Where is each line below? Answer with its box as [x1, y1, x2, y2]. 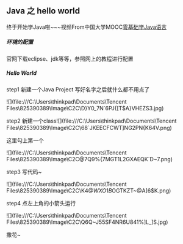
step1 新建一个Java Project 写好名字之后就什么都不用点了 [6, 85, 150, 93]
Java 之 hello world [6, 6, 81, 17]
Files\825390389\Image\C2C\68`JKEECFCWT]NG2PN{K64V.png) [6, 124, 172, 131]
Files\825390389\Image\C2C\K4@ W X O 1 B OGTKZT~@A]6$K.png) [6, 186, 171, 194]
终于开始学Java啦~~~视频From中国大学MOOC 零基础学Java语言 [6, 23, 167, 31]
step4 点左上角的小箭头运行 [6, 199, 76, 207]
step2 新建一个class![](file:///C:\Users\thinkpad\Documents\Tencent [6, 117, 177, 124]
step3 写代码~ [6, 168, 42, 175]
